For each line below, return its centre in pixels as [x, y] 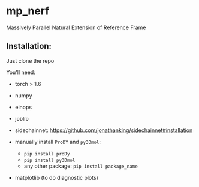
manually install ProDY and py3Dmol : [58, 142]
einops [23, 107]
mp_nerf [28, 11]
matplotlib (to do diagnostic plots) [57, 177]
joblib [22, 118]
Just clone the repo [30, 60]
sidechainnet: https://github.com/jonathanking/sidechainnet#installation [104, 130]
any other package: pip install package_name [81, 166]
